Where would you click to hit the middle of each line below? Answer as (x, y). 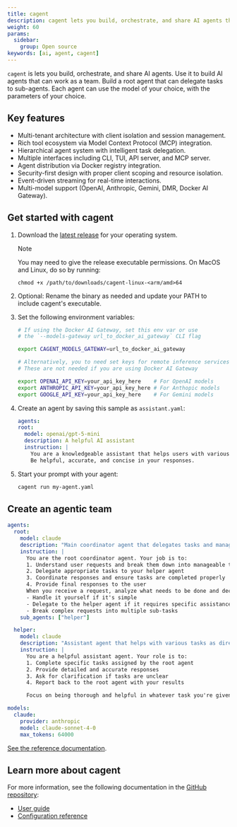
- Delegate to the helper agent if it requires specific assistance (129, 604)
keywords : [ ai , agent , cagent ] (53, 54)
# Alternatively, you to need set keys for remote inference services (123, 362)
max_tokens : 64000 (47, 734)
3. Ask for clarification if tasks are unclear (97, 676)
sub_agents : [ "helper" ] (55, 617)
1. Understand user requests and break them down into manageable (126, 565)
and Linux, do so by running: (59, 270)
